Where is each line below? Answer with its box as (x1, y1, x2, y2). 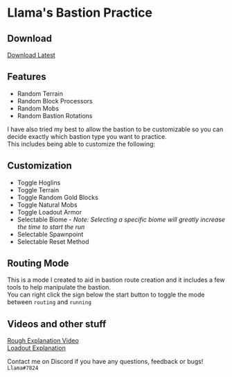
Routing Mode (7, 258, 69, 269)
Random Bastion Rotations (17, 111, 93, 119)
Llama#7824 (7, 365, 39, 372)
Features (7, 71, 46, 83)
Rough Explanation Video (7, 337, 80, 345)
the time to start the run (17, 222, 85, 231)
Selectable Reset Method (17, 237, 89, 246)
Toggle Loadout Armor (17, 208, 82, 216)
